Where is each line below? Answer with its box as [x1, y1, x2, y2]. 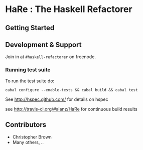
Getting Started [5, 24, 55, 32]
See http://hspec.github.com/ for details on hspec [5, 96, 108, 102]
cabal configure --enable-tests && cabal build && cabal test [5, 87, 138, 92]
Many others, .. [12, 139, 44, 145]
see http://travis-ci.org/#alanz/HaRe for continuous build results [5, 106, 138, 112]
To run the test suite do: [5, 78, 55, 84]
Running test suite [5, 66, 51, 73]
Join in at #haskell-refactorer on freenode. [5, 54, 96, 60]
